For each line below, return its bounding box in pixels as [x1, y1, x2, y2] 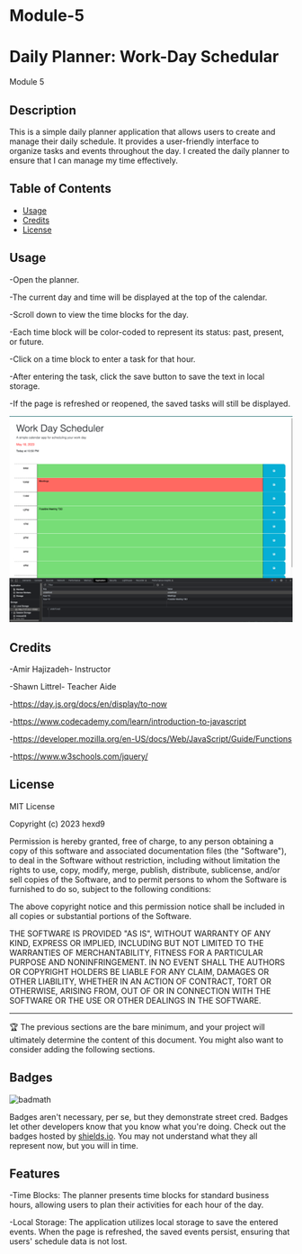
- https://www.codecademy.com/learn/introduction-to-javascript [9, 717, 247, 727]
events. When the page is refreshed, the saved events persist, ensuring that [9, 1226, 290, 1238]
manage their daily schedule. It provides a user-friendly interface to [9, 136, 259, 147]
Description [9, 103, 76, 118]
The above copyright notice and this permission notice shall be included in [9, 901, 285, 912]
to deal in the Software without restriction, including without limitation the [9, 854, 280, 865]
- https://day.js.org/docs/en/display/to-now [9, 699, 168, 709]
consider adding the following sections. [9, 1043, 155, 1054]
